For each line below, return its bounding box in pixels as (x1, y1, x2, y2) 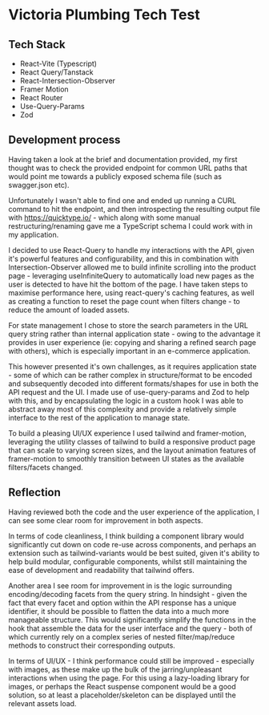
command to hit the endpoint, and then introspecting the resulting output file (8, 204, 261, 213)
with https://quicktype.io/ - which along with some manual (8, 213, 201, 222)
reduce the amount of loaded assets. (8, 305, 130, 315)
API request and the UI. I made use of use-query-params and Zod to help (8, 387, 250, 396)
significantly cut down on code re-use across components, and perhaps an (8, 539, 257, 549)
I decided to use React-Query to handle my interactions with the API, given (8, 245, 255, 254)
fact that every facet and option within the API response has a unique (8, 598, 237, 607)
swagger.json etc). (8, 180, 70, 189)
